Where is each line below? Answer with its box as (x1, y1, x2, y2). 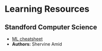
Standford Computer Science (4, 23, 98, 31)
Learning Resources (4, 3, 90, 15)
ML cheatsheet (11, 36, 43, 42)
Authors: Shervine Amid (11, 41, 63, 47)
